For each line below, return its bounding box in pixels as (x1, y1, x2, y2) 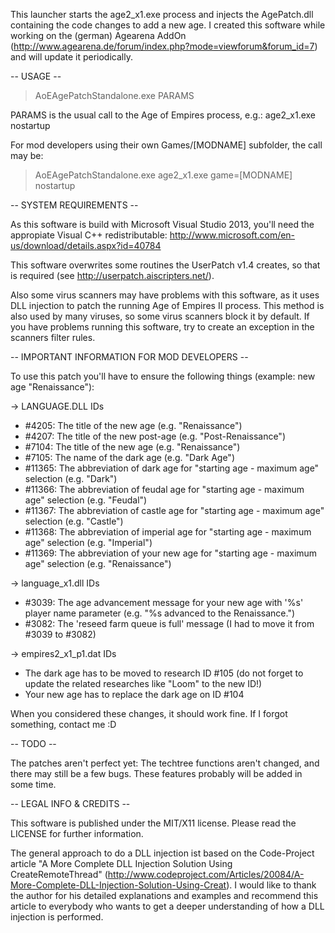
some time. (10, 779, 57, 790)
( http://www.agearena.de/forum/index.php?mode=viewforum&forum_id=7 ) (10, 40, 318, 52)
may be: (10, 150, 44, 161)
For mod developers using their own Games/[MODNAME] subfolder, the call (10, 139, 323, 151)
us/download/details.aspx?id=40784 (10, 240, 162, 251)
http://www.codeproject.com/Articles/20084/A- (107, 869, 305, 880)
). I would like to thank (226, 879, 317, 891)
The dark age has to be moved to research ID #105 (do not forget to (24, 667, 304, 679)
